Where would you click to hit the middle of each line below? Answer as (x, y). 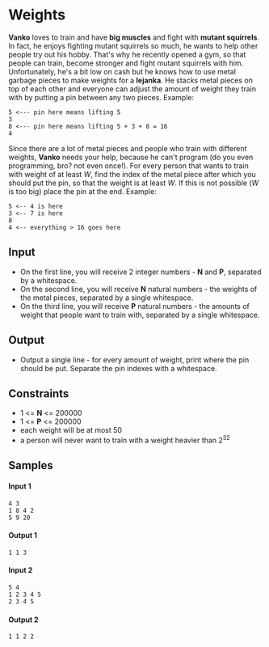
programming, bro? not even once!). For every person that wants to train (128, 165)
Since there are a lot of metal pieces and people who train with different (128, 148)
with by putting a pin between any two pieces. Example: (101, 97)
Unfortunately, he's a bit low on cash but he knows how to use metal (122, 71)
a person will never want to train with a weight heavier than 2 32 (125, 440)
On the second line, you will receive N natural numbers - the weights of (139, 289)
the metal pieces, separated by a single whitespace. (107, 298)
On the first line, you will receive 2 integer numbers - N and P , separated (141, 272)
